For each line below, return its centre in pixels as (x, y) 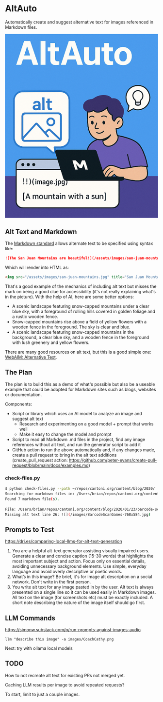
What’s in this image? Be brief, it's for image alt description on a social (82, 577)
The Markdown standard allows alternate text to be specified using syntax (79, 243)
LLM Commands (30, 618)
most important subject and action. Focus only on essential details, (79, 561)
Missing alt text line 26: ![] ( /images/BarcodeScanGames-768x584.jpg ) (78, 514)
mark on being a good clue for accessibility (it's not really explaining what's (81, 292)
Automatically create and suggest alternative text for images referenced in (79, 22)
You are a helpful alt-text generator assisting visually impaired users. (81, 551)
